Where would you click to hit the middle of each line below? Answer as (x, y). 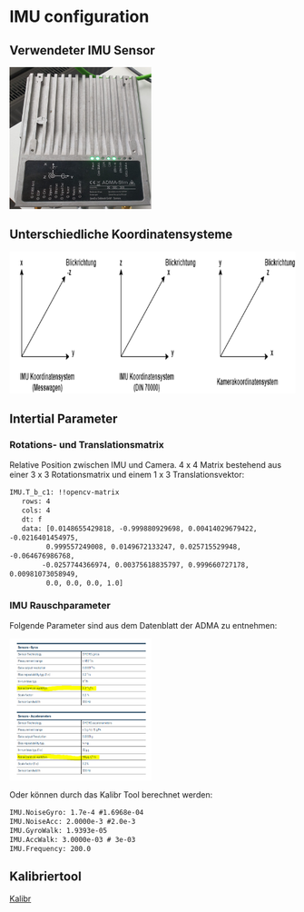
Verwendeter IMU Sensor (83, 50)
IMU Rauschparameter (60, 606)
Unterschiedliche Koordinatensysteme (121, 235)
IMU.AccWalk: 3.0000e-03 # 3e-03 (73, 839)
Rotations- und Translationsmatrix (87, 445)
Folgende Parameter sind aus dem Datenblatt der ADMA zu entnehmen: (143, 625)
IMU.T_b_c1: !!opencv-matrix (64, 492)
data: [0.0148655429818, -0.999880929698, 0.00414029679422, (139, 529)
